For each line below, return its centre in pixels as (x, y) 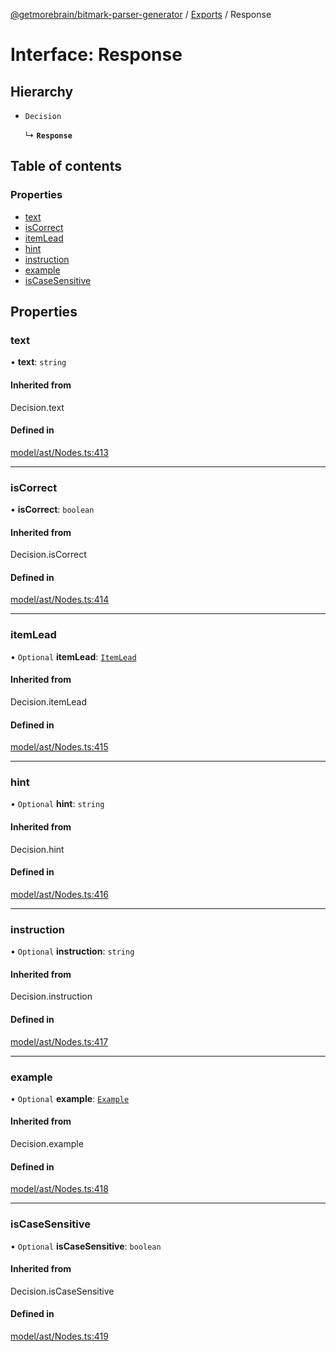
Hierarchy (42, 91)
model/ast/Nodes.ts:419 (59, 1336)
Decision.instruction (51, 996)
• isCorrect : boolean (52, 510)
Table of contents (66, 166)
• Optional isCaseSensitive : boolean (86, 1246)
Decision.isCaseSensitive (62, 1291)
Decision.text (37, 407)
